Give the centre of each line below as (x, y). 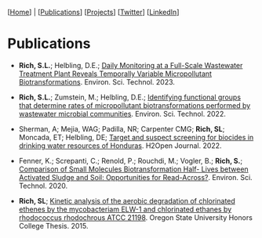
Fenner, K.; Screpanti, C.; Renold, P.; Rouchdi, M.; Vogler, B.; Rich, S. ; (131, 160)
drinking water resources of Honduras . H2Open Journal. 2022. (120, 146)
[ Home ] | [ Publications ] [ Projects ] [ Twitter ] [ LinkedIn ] (93, 12)
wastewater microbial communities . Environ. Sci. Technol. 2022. (122, 114)
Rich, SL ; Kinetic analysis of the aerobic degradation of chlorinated (127, 200)
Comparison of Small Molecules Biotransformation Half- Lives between (133, 169)
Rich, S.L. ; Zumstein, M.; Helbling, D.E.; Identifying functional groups (129, 97)
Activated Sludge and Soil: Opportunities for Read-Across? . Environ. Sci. (135, 177)
